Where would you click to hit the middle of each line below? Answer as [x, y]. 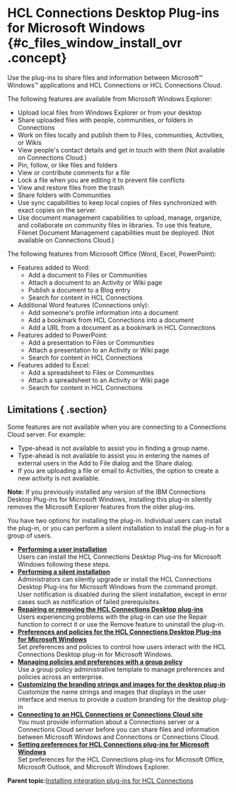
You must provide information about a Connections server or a [108, 721]
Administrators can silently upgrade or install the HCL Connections [114, 579]
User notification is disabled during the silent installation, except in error [122, 594]
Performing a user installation [62, 549]
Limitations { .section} [58, 410]
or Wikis [30, 142]
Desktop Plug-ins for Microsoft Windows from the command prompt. [117, 586]
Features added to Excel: [54, 365]
